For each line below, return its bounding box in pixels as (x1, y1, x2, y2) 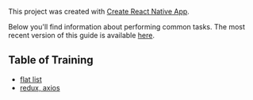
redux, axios (19, 83, 61, 92)
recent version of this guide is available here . (8, 31, 155, 40)
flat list (19, 75, 42, 84)
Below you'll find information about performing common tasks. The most (8, 22, 246, 31)
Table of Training (8, 53, 94, 67)
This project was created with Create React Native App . (8, 7, 190, 16)
